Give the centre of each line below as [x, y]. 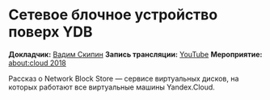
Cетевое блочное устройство [113, 15]
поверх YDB [51, 32]
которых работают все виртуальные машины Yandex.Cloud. [112, 87]
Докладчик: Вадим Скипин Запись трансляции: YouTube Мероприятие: [135, 54]
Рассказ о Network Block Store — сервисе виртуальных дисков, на [124, 78]
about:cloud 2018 [38, 63]
